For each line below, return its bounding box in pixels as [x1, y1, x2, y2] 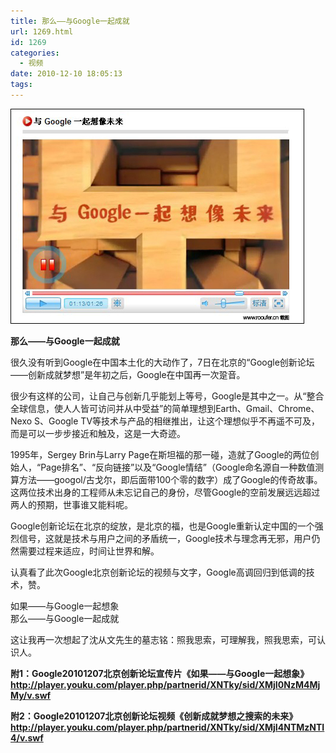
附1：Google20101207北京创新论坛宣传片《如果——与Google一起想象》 [10, 667, 310, 679]
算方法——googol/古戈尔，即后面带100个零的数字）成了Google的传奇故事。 [10, 473, 323, 485]
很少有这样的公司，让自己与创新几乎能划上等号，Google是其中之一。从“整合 [10, 390, 325, 402]
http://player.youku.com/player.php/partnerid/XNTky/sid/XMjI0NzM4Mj [10, 678, 321, 690]
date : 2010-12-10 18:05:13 [10, 69, 123, 79]
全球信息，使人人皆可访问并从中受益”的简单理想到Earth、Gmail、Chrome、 [10, 402, 320, 414]
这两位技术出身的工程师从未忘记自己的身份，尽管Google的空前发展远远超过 [10, 486, 321, 498]
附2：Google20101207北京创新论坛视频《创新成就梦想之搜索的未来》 [10, 710, 298, 722]
